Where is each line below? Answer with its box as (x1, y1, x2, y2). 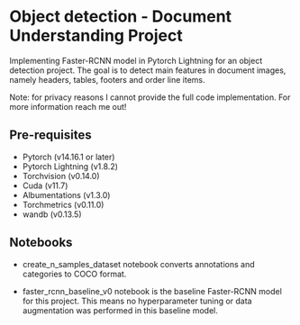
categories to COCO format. (22, 268, 127, 279)
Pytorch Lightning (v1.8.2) (22, 160, 119, 172)
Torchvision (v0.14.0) (22, 170, 101, 181)
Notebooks (9, 235, 73, 250)
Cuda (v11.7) (22, 180, 68, 191)
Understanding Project (9, 25, 183, 46)
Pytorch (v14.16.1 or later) (22, 151, 115, 162)
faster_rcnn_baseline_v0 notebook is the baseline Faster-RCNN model (22, 285, 282, 296)
